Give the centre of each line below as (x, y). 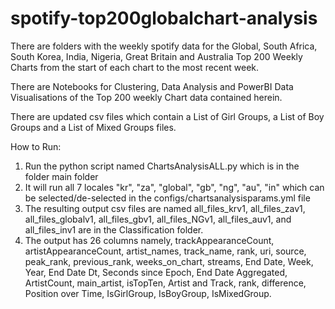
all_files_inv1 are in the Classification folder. (114, 229)
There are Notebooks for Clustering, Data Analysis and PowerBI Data (152, 86)
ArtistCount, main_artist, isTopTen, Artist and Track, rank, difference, (165, 283)
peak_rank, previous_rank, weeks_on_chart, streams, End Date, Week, (169, 261)
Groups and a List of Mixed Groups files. (93, 127)
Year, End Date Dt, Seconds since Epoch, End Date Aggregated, (156, 272)
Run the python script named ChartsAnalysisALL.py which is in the (162, 166)
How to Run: (36, 146)
